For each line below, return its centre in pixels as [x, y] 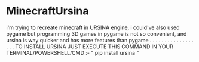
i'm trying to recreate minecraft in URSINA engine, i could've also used [93, 27]
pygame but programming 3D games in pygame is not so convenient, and [97, 33]
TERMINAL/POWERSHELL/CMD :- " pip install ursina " [73, 52]
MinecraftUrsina [48, 11]
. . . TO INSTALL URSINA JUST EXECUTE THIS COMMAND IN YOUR [90, 46]
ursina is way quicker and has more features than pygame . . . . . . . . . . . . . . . [100, 40]
